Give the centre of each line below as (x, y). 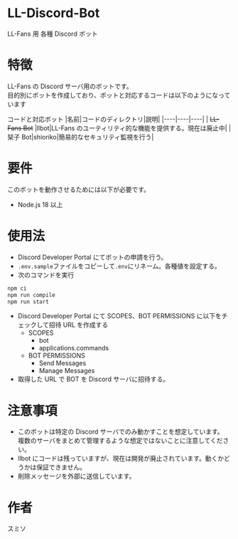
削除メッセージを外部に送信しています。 (76, 476)
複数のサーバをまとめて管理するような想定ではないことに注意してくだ (120, 441)
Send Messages (63, 363)
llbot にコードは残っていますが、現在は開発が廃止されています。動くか (121, 459)
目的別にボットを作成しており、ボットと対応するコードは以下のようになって (119, 95)
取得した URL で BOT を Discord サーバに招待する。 (93, 380)
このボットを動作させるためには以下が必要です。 (79, 189)
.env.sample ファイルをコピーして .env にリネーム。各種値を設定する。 (119, 266)
